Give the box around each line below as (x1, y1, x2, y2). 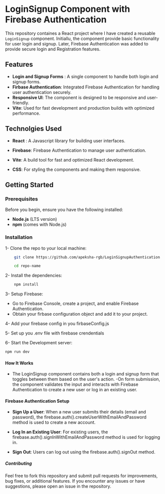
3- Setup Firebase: (5, 291, 43, 297)
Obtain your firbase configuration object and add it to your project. (12, 311, 148, 317)
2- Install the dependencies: (5, 273, 63, 279)
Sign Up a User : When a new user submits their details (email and (12, 409, 146, 415)
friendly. (12, 100, 30, 106)
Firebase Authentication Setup (5, 398, 70, 404)
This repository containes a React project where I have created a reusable (5, 30, 156, 36)
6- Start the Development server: (5, 340, 73, 346)
